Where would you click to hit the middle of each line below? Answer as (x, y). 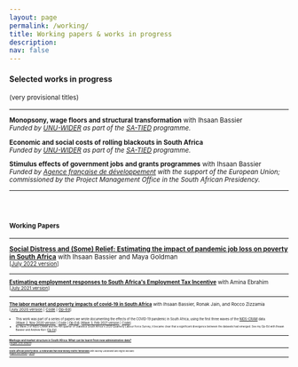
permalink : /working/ (49, 26)
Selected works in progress (61, 79)
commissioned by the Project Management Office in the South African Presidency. (135, 180)
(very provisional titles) (44, 98)
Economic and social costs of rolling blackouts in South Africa (106, 142)
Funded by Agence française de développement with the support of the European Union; (145, 172)
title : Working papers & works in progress (91, 34)
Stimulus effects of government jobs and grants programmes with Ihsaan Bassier (135, 164)
